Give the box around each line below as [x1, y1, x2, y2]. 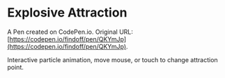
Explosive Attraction [7, 5, 127, 21]
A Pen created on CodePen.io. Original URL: [7, 28, 134, 36]
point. [7, 63, 24, 71]
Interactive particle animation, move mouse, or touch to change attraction [7, 55, 218, 64]
